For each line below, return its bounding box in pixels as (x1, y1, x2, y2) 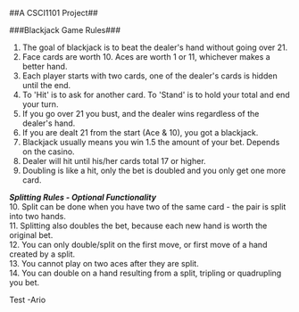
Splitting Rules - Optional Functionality (9, 192, 157, 202)
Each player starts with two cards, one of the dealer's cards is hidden (21, 70, 278, 81)
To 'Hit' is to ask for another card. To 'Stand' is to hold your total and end (21, 89, 290, 100)
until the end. (21, 80, 71, 90)
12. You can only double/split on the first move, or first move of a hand (9, 240, 268, 250)
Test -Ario (9, 294, 46, 305)
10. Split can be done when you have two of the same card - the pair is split (9, 201, 287, 212)
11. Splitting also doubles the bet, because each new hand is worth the (9, 220, 268, 231)
